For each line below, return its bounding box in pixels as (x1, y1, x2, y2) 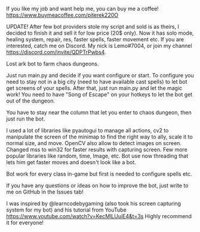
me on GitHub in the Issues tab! (6, 188, 84, 195)
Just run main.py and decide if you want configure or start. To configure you (6, 72, 194, 79)
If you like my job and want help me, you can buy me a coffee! (6, 5, 159, 12)
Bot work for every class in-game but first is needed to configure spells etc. (6, 170, 192, 177)
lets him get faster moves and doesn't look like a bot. (6, 159, 136, 165)
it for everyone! (6, 219, 44, 226)
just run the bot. (6, 115, 45, 122)
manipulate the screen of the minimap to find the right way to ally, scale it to (6, 133, 193, 140)
